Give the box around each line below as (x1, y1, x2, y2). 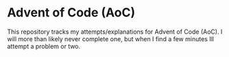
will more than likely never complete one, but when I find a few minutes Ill (7, 34, 215, 43)
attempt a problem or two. (7, 42, 81, 50)
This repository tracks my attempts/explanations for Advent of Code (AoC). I (7, 27, 223, 36)
